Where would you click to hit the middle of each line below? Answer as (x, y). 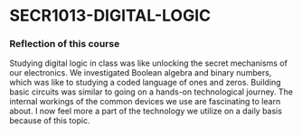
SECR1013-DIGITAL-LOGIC (110, 16)
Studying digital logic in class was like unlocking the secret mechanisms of (148, 63)
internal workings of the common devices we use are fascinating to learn (145, 102)
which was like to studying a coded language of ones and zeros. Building (146, 83)
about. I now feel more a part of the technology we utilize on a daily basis (146, 111)
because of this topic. (50, 121)
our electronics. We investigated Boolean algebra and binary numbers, (141, 73)
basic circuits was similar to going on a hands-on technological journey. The (151, 92)
